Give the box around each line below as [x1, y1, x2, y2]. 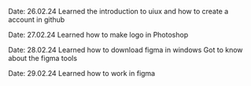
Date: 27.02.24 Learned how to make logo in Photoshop [8, 30, 189, 39]
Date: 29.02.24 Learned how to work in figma [8, 69, 156, 77]
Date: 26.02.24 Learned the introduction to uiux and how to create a [8, 7, 229, 16]
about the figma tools [8, 54, 77, 63]
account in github [8, 15, 65, 24]
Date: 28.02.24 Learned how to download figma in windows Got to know [8, 45, 243, 54]
